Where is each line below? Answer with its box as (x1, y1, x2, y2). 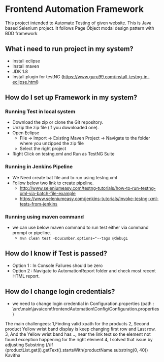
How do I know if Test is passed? (5, 249, 107, 258)
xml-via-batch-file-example (19, 190, 76, 196)
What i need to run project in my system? (5, 45, 134, 53)
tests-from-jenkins (19, 201, 58, 207)
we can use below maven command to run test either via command (12, 224, 149, 231)
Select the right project (19, 146, 66, 152)
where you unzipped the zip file (19, 140, 84, 147)
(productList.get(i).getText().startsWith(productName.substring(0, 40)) (5, 347, 148, 353)
